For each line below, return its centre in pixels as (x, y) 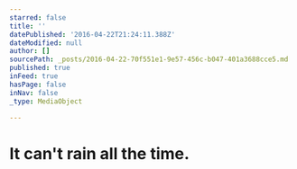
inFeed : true (34, 76)
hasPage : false (38, 84)
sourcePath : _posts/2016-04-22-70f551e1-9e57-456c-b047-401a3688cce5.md (149, 59)
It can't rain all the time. (99, 153)
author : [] (30, 51)
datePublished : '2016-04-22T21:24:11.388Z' (93, 34)
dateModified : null (46, 43)
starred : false (38, 18)
